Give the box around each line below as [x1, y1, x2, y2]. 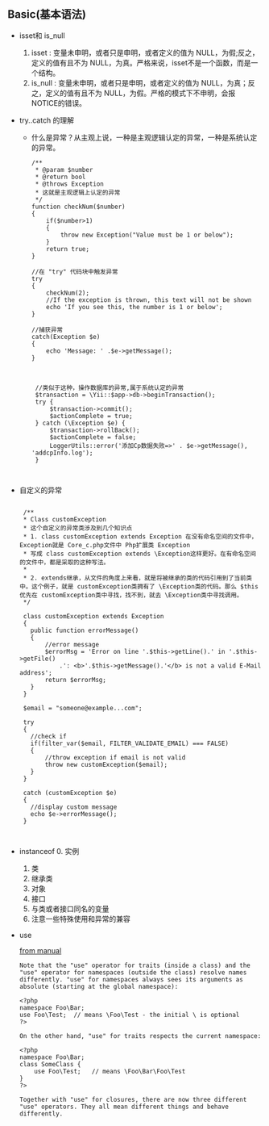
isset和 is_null [19, 31, 65, 40]
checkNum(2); [46, 289, 90, 297]
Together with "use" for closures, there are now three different [19, 1095, 247, 1103]
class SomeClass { [19, 1060, 81, 1068]
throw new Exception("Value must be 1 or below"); [60, 231, 234, 239]
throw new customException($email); [44, 760, 168, 768]
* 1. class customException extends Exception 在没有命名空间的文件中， [23, 532, 258, 541]
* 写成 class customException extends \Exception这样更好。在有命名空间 [23, 550, 257, 558]
